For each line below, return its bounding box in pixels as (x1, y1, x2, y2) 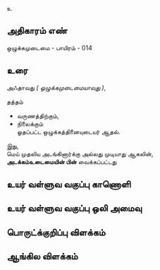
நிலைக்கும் (16, 119, 44, 128)
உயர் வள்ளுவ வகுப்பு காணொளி (6, 178, 131, 191)
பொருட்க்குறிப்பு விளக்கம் (6, 226, 106, 238)
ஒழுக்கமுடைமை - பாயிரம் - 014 (6, 43, 92, 52)
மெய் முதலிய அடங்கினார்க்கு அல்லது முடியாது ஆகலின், (6, 149, 154, 158)
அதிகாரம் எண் (6, 25, 68, 37)
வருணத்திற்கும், (16, 111, 59, 120)
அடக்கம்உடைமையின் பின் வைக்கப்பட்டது (6, 157, 117, 166)
